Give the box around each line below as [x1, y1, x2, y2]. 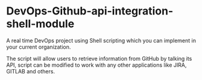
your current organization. [6, 43, 71, 51]
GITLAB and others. [6, 67, 55, 75]
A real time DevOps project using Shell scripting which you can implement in [6, 37, 196, 44]
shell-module [6, 17, 75, 31]
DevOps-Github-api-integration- [6, 4, 174, 18]
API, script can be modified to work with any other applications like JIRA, [6, 61, 187, 69]
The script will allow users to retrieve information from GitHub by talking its [6, 55, 192, 62]
